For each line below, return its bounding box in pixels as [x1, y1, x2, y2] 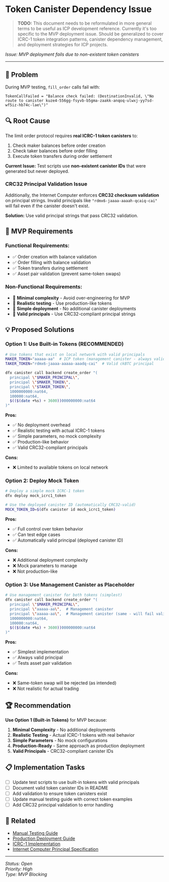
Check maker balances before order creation [12, 142, 106, 148]
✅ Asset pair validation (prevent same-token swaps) [12, 271, 121, 277]
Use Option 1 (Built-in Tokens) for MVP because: [5, 717, 107, 723]
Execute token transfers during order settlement [12, 153, 112, 159]
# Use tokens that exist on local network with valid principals [5, 352, 145, 357]
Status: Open [5, 860, 33, 866]
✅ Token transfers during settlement [12, 265, 88, 271]
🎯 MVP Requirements [5, 227, 73, 236]
